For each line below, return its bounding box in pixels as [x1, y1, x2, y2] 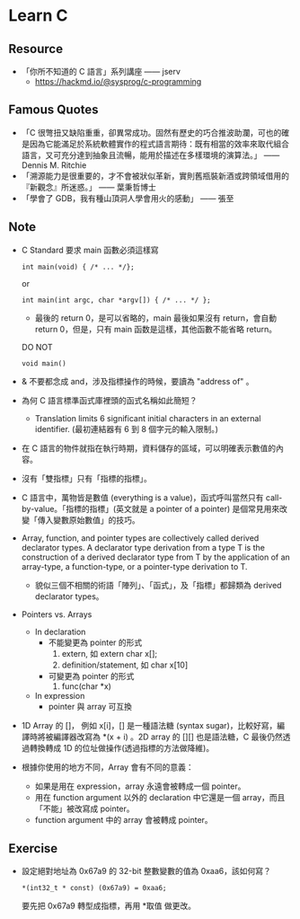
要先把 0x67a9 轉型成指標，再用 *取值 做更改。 [21, 900, 197, 912]
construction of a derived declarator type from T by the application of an [21, 552, 291, 562]
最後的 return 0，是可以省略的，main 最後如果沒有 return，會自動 [34, 312, 278, 323]
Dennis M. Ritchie [21, 159, 87, 171]
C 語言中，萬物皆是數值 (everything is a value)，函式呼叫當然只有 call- [21, 491, 283, 503]
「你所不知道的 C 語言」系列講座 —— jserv [21, 66, 181, 76]
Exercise [8, 841, 58, 856]
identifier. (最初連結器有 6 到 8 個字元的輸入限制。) [34, 423, 219, 434]
